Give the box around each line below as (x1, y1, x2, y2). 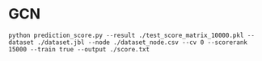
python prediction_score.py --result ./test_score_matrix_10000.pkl (8, 31, 244, 39)
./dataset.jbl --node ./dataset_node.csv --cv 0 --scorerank (37, 38, 248, 47)
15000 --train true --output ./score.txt (8, 45, 150, 53)
